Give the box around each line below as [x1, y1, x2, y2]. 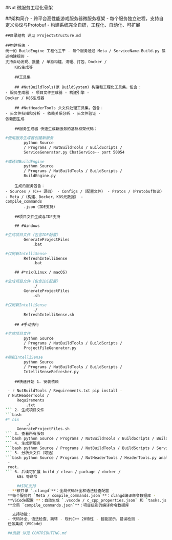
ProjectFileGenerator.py [24, 345, 77, 351]
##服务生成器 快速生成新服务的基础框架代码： [14, 126, 98, 131]
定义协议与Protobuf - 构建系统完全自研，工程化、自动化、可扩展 [5, 22, 141, 28]
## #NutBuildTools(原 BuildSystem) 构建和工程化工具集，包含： [14, 85, 142, 90]
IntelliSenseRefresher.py [24, 369, 79, 374]
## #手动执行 [14, 322, 39, 327]
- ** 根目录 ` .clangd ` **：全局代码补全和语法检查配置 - [7, 488, 114, 493]
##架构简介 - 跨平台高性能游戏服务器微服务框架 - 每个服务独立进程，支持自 [5, 15, 164, 22]
